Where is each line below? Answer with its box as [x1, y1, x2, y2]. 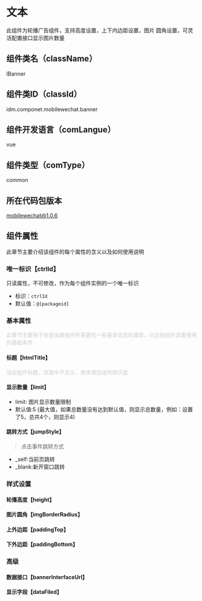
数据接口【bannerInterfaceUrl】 [6, 573, 88, 580]
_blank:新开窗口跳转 [15, 463, 65, 470]
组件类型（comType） [6, 160, 90, 170]
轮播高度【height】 [6, 496, 55, 503]
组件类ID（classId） [6, 89, 82, 100]
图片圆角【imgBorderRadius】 [6, 511, 83, 518]
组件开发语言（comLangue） [6, 125, 116, 135]
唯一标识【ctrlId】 [6, 264, 60, 273]
